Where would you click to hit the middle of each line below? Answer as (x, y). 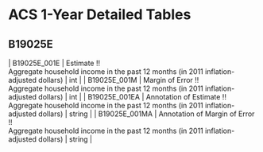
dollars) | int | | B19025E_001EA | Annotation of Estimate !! (132, 97)
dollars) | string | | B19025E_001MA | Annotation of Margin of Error (147, 114)
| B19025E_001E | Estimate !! (54, 63)
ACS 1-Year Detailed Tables (100, 15)
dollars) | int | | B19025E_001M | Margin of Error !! (119, 80)
